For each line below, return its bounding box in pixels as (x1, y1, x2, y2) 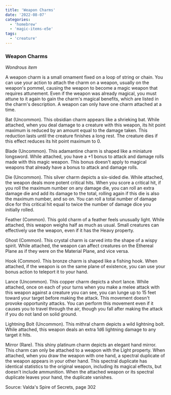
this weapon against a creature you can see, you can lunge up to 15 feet (5, 289, 156, 296)
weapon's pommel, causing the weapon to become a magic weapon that (5, 85, 158, 91)
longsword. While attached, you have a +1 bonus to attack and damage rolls (5, 153, 164, 160)
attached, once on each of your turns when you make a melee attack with (5, 284, 160, 291)
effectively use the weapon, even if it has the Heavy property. (5, 227, 135, 233)
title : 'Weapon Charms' (5, 7, 56, 13)
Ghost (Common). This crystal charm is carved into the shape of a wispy (5, 238, 158, 244)
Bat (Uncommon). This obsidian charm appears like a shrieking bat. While (5, 117, 160, 123)
